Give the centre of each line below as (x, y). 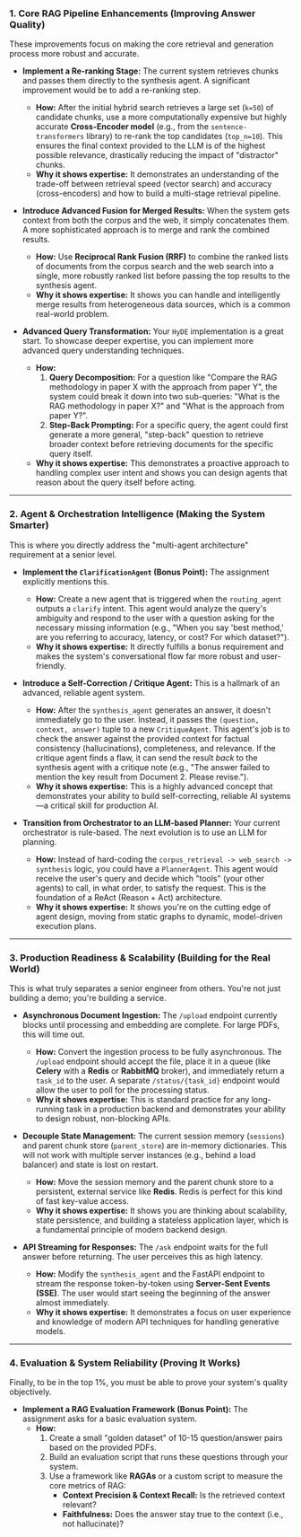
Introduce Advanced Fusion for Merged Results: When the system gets (156, 211)
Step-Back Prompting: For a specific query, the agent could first (168, 426)
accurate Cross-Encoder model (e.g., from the (122, 127)
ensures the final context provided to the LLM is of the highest (150, 145)
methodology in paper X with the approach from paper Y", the (163, 387)
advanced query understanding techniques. (103, 351)
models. (50, 1331)
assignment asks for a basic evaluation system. (109, 1419)
